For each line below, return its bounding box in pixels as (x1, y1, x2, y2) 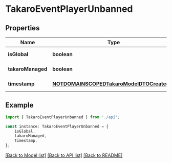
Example (5, 101, 34, 110)
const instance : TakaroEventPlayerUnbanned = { (5, 124, 109, 129)
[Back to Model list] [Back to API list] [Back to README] (5, 152, 123, 158)
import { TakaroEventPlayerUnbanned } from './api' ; (5, 114, 120, 120)
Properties (5, 24, 40, 32)
